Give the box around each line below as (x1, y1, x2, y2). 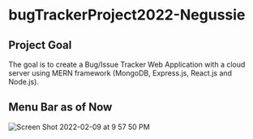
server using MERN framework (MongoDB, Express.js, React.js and (8, 68, 233, 78)
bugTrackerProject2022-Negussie (8, 6, 246, 24)
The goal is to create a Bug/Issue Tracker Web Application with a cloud (8, 59, 246, 69)
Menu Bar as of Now (8, 100, 113, 115)
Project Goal (8, 38, 72, 52)
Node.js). (8, 77, 39, 86)
